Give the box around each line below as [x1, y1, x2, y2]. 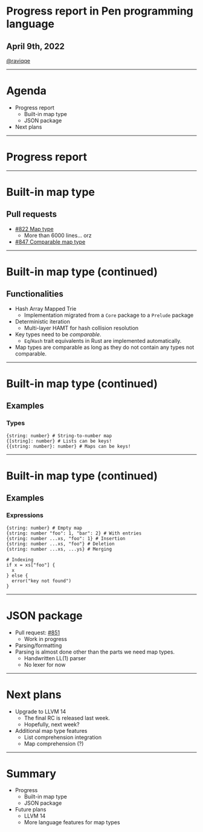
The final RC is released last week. [24, 714, 111, 721]
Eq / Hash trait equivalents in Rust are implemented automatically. [24, 337, 182, 344]
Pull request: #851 [14, 629, 60, 636]
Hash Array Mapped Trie [14, 305, 77, 312]
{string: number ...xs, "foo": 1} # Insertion [6, 535, 126, 542]
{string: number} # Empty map [6, 525, 83, 531]
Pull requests [6, 209, 57, 219]
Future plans [14, 806, 47, 813]
